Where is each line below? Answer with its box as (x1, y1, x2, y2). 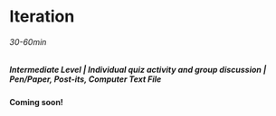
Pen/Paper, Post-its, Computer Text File (9, 74, 162, 85)
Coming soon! (9, 96, 63, 107)
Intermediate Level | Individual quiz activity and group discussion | (9, 65, 267, 76)
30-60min (9, 36, 47, 47)
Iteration (9, 6, 75, 27)
